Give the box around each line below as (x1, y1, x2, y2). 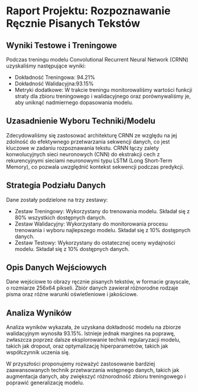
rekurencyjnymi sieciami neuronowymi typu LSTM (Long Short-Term (6, 157, 173, 164)
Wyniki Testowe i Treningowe (6, 40, 117, 50)
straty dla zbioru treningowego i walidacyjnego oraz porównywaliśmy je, (14, 93, 191, 99)
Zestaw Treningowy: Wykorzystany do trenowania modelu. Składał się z (14, 207, 190, 214)
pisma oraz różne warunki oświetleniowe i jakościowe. (6, 291, 138, 298)
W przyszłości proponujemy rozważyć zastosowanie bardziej (6, 360, 155, 368)
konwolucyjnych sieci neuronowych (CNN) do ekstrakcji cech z (6, 150, 160, 158)
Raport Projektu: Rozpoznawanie (6, 4, 171, 18)
